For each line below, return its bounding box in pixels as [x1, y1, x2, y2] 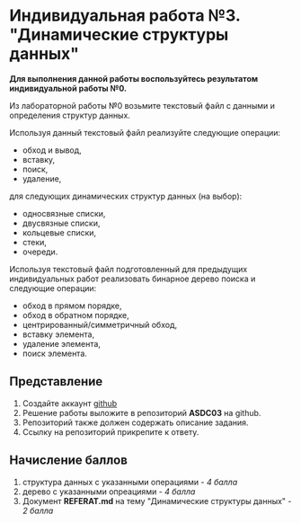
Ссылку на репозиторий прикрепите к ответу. [22, 426, 199, 437]
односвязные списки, [22, 208, 106, 218]
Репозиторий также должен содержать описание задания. [22, 417, 249, 428]
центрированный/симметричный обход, [22, 319, 178, 330]
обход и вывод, [22, 145, 83, 155]
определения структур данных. [9, 110, 130, 120]
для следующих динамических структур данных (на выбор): [9, 191, 243, 201]
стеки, [22, 236, 48, 247]
